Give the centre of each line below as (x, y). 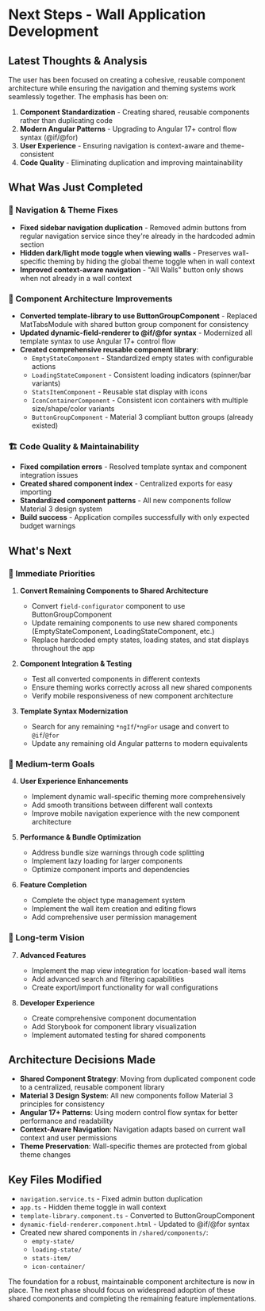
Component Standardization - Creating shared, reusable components (134, 112)
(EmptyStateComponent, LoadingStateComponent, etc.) (123, 631)
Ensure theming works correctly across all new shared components (142, 687)
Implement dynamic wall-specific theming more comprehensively (138, 797)
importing (35, 492)
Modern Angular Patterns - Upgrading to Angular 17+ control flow (128, 129)
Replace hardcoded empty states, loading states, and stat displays (140, 640)
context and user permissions (68, 1138)
